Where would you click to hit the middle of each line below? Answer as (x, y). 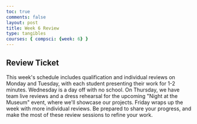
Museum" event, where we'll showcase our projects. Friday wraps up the (95, 102)
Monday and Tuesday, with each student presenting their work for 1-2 (91, 83)
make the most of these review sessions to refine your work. (80, 115)
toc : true (18, 12)
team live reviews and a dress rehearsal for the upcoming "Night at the (92, 96)
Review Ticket (32, 63)
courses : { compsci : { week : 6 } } (47, 39)
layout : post (22, 22)
